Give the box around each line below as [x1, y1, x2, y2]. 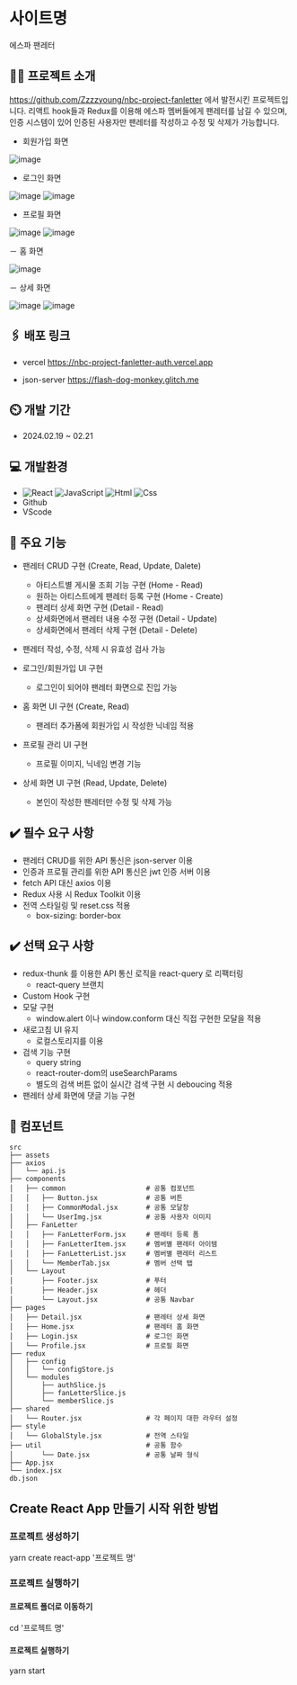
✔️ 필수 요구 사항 [9, 825, 94, 841]
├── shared [9, 1404, 50, 1413]
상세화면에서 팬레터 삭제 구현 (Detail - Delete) [35, 624, 198, 635]
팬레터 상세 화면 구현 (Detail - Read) [35, 602, 164, 613]
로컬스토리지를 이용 [35, 1035, 104, 1046]
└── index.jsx [9, 1466, 63, 1475]
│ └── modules [9, 1373, 70, 1382]
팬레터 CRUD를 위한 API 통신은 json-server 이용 [22, 855, 194, 865]
